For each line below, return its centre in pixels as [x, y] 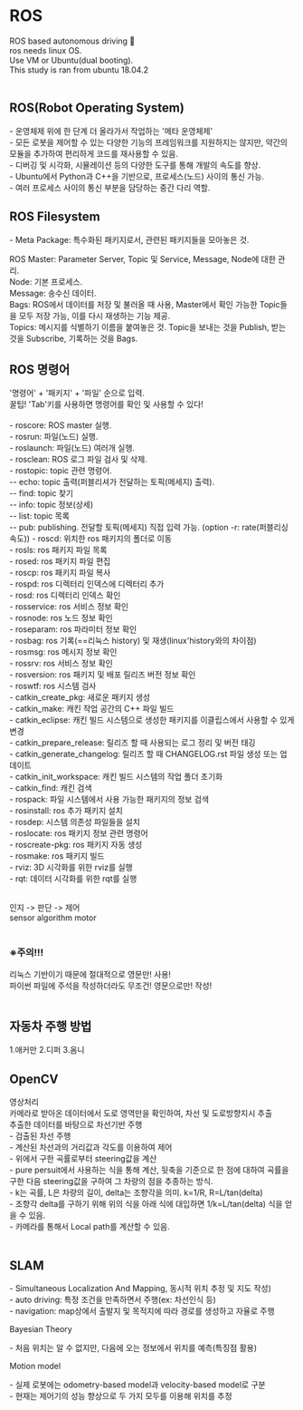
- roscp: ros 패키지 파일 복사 [60, 573]
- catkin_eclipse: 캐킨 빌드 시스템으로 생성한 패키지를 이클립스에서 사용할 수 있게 [152, 720]
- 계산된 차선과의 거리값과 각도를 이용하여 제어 [91, 1147]
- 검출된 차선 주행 [40, 1136]
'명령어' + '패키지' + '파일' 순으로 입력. [77, 393]
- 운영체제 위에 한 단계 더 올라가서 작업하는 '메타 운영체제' [111, 131]
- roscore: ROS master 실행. [61, 425]
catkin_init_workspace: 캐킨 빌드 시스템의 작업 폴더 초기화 [119, 777]
